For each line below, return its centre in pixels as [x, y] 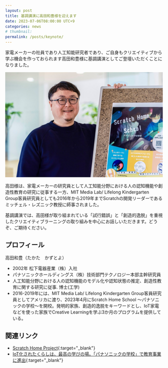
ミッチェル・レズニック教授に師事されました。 [53, 204]
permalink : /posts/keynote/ [34, 37]
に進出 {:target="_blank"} [38, 360]
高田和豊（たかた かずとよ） [36, 258]
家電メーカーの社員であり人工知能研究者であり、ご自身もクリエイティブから [84, 52]
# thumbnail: [19, 32]
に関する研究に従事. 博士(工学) [48, 287]
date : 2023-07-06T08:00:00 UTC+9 [40, 21]
